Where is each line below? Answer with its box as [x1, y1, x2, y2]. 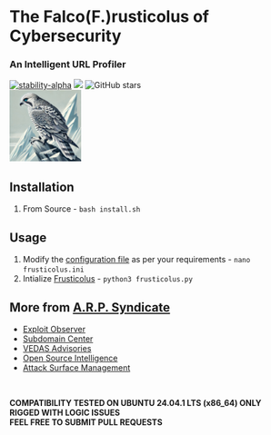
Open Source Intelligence [22, 352, 118, 363]
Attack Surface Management [22, 361, 131, 373]
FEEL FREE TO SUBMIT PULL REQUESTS [9, 416, 163, 428]
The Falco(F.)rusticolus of [9, 6, 209, 27]
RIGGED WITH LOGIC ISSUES [9, 407, 121, 418]
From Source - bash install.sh [22, 203, 141, 214]
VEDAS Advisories [22, 342, 92, 353]
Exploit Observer [22, 323, 86, 334]
